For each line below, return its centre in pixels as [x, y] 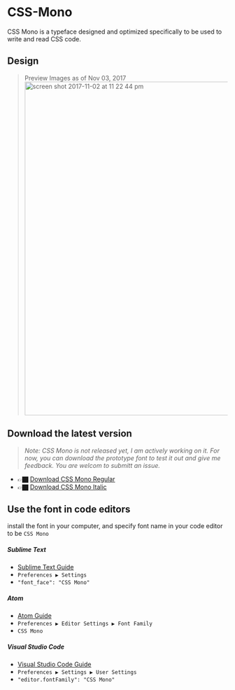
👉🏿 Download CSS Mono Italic [62, 487]
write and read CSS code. [44, 39]
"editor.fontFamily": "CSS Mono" [66, 680]
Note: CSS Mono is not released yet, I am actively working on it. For [122, 450]
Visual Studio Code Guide [54, 664]
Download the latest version [70, 434]
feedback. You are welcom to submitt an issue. [92, 465]
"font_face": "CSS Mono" [54, 583]
